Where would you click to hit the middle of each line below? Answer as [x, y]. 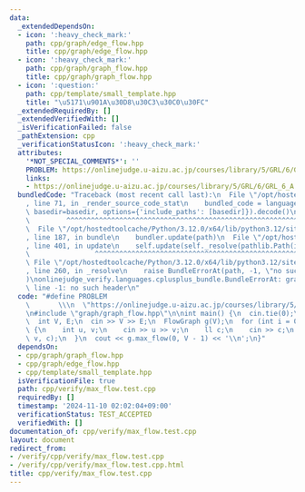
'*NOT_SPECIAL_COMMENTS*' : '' [83, 161]
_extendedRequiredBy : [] [64, 111]
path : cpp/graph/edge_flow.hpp [85, 43]
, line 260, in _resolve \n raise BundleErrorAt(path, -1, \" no [154, 271]
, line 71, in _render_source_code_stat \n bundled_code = [143, 204]
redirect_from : [38, 448]
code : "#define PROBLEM [62, 296]
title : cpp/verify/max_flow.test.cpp [81, 474]
